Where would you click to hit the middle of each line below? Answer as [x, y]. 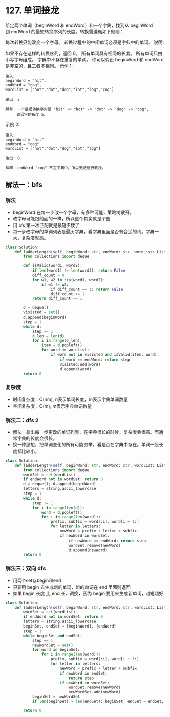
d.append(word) [76, 369]
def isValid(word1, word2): [53, 266]
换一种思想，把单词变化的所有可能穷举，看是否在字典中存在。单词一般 [86, 444]
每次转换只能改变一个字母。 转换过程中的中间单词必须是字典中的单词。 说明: [85, 42]
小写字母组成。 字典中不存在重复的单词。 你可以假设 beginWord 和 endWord [85, 59]
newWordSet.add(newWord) [95, 692]
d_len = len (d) [48, 336]
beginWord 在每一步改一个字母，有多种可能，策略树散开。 [73, 212]
